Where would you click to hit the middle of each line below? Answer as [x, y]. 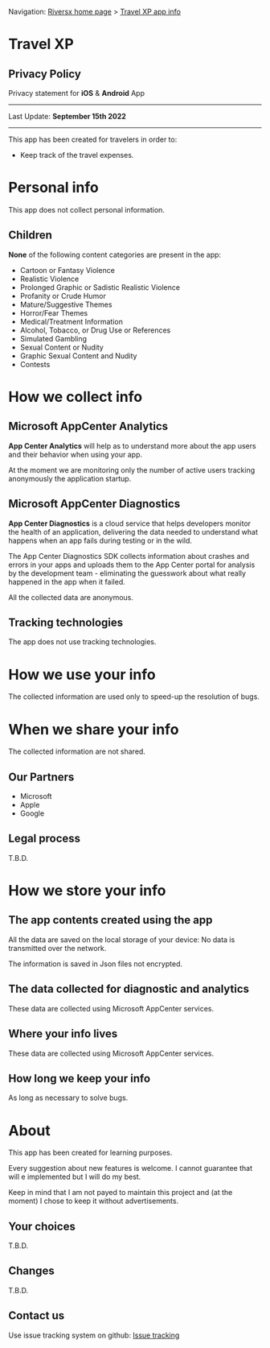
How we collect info [76, 397]
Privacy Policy [45, 74]
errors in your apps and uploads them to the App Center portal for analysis [132, 564]
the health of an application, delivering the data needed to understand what [133, 531]
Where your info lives [63, 1034]
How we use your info [82, 674]
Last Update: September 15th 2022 [67, 116]
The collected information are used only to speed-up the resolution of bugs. [134, 697]
